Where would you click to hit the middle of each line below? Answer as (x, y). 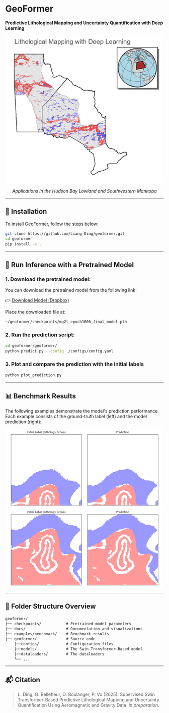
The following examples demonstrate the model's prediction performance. (82, 411)
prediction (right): (23, 422)
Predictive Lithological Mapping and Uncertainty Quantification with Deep (84, 23)
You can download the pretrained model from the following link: (71, 290)
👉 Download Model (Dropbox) (37, 300)
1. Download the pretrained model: (48, 279)
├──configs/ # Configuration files (64, 644)
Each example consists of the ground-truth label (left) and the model (76, 416)
